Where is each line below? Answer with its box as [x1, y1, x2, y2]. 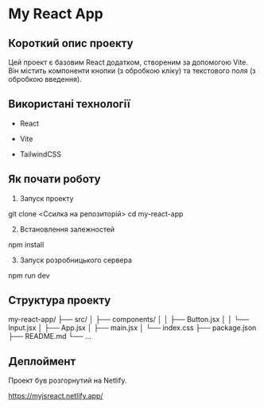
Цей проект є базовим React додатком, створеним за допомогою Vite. [8, 57, 249, 67]
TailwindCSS [19, 149, 62, 159]
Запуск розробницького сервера [19, 255, 133, 265]
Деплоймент [8, 355, 76, 368]
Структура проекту [8, 293, 111, 307]
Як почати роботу [8, 173, 101, 186]
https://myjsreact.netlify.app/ [8, 391, 103, 401]
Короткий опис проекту [8, 37, 134, 50]
